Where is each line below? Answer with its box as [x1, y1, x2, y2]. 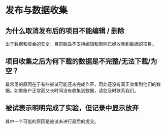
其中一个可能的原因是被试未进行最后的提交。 [5, 118, 99, 124]
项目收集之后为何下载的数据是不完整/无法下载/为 [5, 57, 157, 66]
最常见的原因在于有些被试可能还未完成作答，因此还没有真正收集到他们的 [5, 81, 156, 87]
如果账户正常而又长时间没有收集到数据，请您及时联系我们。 [14, 87, 139, 93]
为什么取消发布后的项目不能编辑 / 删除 [5, 26, 125, 35]
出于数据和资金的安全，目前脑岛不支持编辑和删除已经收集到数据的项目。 [5, 41, 156, 47]
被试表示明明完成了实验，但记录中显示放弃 [5, 104, 139, 112]
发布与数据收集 [5, 5, 68, 16]
